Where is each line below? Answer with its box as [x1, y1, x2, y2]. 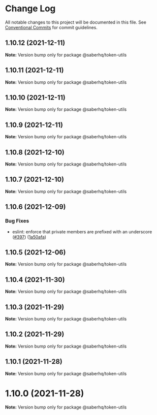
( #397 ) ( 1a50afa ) [12, 234, 47, 240]
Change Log [5, 3, 56, 14]
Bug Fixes [5, 218, 30, 224]
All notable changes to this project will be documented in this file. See [5, 19, 147, 25]
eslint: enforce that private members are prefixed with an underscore [12, 228, 153, 234]
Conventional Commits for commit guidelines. [5, 24, 97, 30]
